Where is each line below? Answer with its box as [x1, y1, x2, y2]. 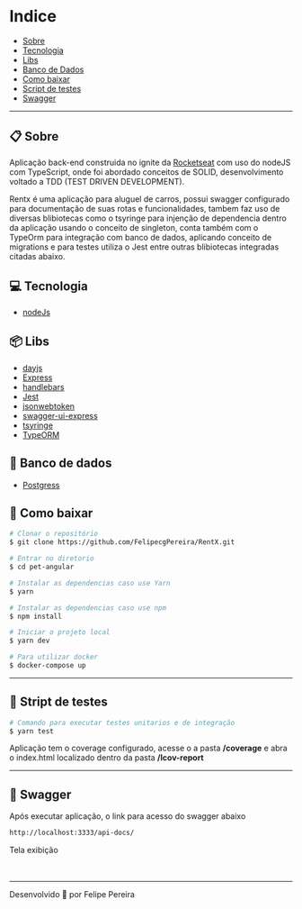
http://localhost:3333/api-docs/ [9, 828, 135, 838]
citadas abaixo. [9, 251, 66, 262]
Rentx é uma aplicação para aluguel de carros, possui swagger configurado [9, 194, 290, 205]
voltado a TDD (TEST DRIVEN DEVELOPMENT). [9, 177, 185, 187]
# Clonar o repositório [9, 530, 99, 539]
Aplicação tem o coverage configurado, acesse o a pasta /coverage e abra [9, 742, 288, 754]
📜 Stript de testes [9, 695, 108, 710]
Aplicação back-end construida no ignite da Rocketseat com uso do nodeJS [9, 157, 291, 168]
